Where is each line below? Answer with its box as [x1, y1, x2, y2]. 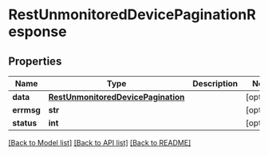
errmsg [12, 105, 41, 115]
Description [192, 78, 238, 89]
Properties [8, 54, 62, 68]
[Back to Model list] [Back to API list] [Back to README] [8, 138, 191, 147]
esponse [8, 22, 67, 41]
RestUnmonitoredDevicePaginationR [8, 6, 257, 24]
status [12, 117, 37, 129]
